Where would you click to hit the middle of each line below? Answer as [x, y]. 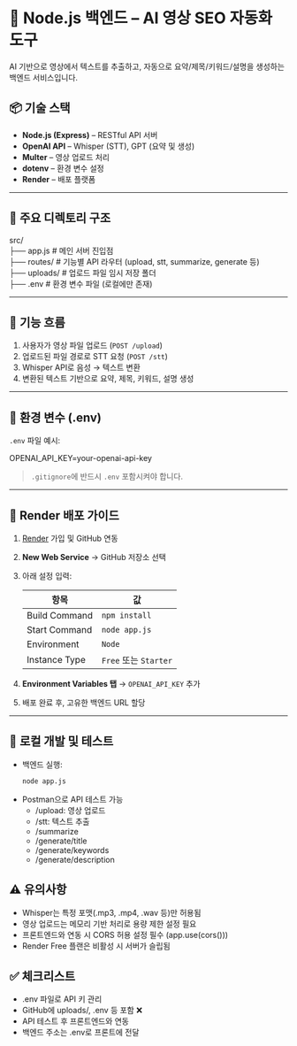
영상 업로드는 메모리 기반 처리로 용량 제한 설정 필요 [109, 923]
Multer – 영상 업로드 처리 [66, 157]
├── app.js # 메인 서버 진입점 [61, 250]
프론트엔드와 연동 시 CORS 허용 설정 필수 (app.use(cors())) [125, 934]
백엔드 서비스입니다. [43, 77]
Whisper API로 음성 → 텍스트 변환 [81, 367]
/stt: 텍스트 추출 [62, 821]
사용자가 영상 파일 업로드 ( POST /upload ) [92, 345]
